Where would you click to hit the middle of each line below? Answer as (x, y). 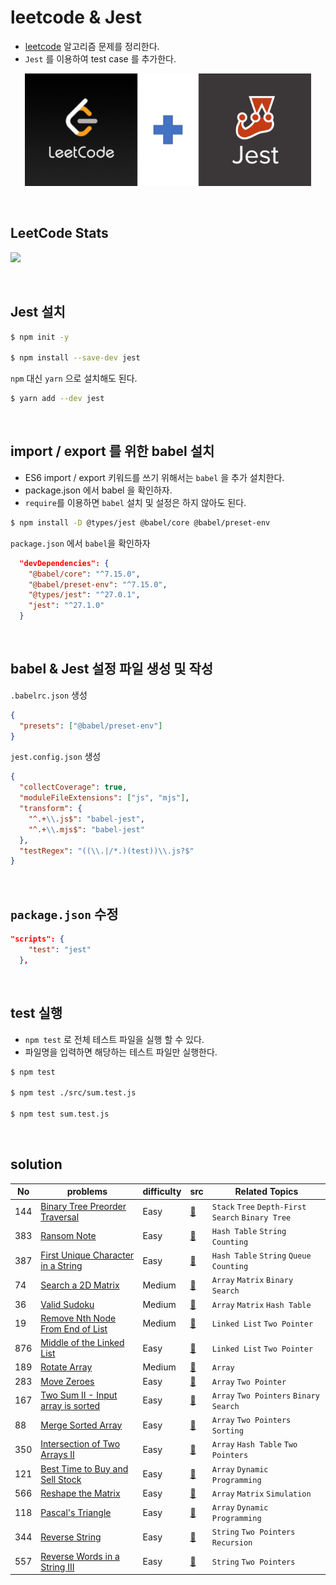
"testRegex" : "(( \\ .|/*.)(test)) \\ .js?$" (107, 851)
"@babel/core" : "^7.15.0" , (84, 574)
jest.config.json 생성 (56, 757)
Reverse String (71, 1537)
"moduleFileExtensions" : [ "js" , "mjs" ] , (104, 798)
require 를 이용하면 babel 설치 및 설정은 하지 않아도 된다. (135, 502)
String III (57, 1567)
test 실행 (36, 1013)
